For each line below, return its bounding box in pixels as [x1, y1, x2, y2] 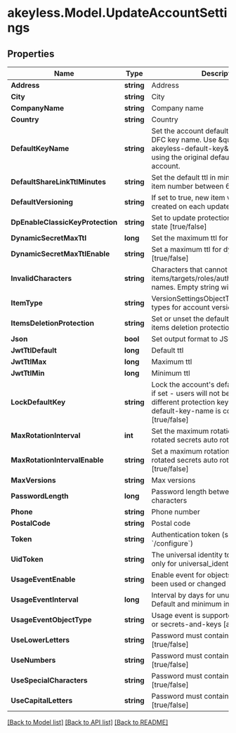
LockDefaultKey [11, 397, 66, 407]
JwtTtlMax [11, 357, 47, 366]
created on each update [151, 202, 230, 211]
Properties [7, 48, 55, 60]
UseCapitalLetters [11, 696, 73, 705]
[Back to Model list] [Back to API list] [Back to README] [7, 718, 169, 726]
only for [151, 559, 177, 568]
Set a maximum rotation [151, 447, 230, 456]
